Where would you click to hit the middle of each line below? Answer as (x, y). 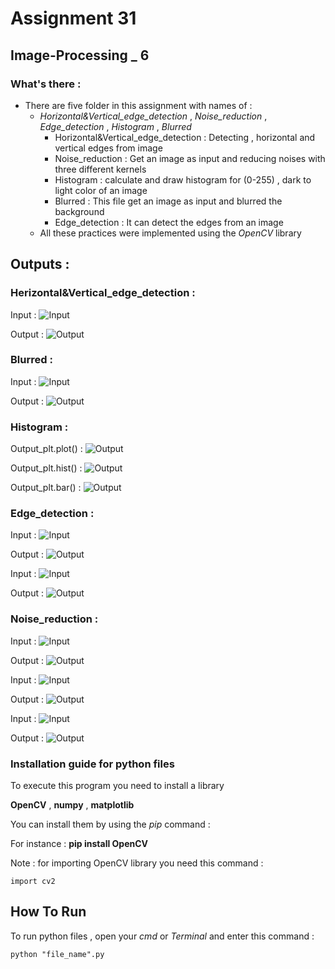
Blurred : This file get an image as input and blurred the (168, 201)
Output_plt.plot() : (46, 449)
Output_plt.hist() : (46, 468)
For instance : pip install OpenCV (79, 844)
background (79, 211)
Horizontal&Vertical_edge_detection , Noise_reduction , (153, 116)
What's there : (46, 84)
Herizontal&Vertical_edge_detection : (103, 293)
